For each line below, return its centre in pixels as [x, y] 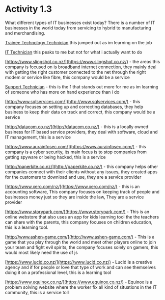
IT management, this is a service [38, 137]
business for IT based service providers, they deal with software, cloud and [82, 132]
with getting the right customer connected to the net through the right [76, 72]
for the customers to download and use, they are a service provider [73, 177]
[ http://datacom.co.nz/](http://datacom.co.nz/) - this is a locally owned [77, 127]
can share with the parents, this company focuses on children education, [79, 222]
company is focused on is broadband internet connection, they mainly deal [81, 67]
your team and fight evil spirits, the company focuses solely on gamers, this [82, 247]
